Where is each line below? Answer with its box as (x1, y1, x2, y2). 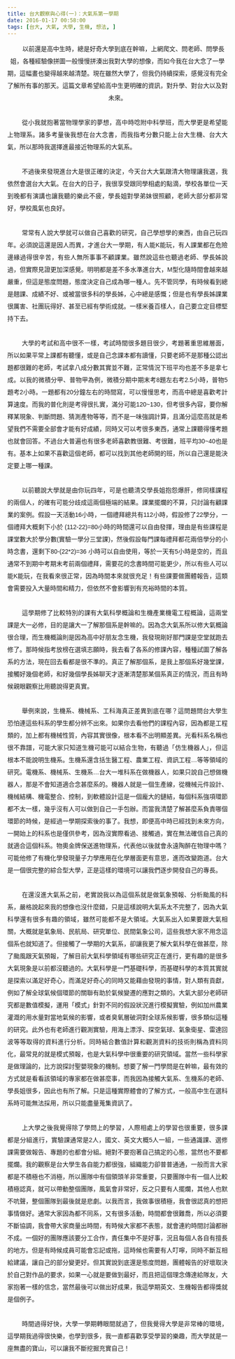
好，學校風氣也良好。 (7, 205, 69, 212)
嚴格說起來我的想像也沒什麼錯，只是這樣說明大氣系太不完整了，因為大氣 (19, 903, 228, 911)
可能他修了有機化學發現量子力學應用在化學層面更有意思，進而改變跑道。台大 (7, 854, 228, 862)
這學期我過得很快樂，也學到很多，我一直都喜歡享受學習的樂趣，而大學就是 (7, 1332, 222, 1340)
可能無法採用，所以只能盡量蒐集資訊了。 (19, 1099, 136, 1108)
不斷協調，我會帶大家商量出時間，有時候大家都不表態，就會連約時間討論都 (7, 1222, 222, 1230)
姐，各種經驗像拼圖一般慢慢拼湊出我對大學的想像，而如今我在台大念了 (10, 57, 213, 65)
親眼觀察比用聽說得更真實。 (13, 682, 93, 691)
